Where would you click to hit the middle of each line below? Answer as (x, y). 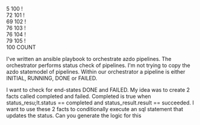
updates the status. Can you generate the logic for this (74, 115)
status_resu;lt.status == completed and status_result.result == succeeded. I (100, 103)
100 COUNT (21, 47)
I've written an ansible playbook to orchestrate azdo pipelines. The (89, 59)
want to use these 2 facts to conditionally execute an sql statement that (95, 109)
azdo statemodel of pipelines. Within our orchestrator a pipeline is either (96, 72)
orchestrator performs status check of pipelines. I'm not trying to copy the (98, 65)
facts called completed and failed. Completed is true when (79, 96)
